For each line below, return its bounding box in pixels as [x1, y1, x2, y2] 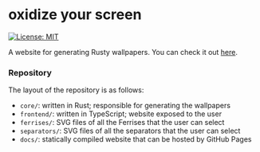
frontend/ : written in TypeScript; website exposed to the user [19, 109, 222, 119]
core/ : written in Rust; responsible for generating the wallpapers [19, 101, 231, 111]
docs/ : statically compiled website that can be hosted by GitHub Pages [19, 134, 252, 144]
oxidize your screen [8, 6, 142, 24]
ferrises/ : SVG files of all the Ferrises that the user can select [19, 118, 225, 127]
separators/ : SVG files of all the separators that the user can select [19, 126, 241, 136]
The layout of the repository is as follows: [8, 85, 144, 95]
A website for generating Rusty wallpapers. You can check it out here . [8, 47, 238, 57]
